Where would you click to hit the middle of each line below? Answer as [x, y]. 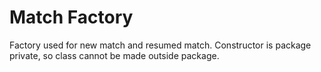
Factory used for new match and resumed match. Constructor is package [160, 45]
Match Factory [71, 17]
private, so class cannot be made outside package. [114, 55]
